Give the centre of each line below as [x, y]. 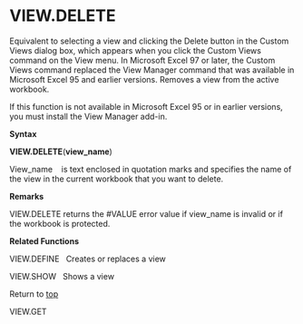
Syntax [23, 133]
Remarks [27, 196]
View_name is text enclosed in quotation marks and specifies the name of [151, 169]
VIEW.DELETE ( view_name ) [61, 152]
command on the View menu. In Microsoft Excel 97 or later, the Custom [142, 60]
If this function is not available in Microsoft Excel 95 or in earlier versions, [146, 106]
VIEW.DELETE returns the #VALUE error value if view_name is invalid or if [147, 213]
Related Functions [44, 241]
